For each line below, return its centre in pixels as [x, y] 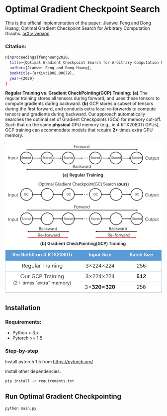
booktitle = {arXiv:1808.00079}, [42, 73]
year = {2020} [22, 78]
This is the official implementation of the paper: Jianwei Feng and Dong [78, 23]
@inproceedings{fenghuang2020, [38, 57]
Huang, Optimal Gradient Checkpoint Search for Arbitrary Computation [78, 28]
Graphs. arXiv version [27, 33]
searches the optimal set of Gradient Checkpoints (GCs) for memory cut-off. [83, 119]
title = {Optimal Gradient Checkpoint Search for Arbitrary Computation [84, 63]
